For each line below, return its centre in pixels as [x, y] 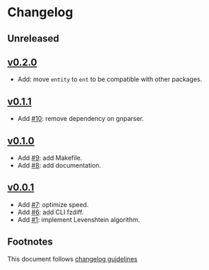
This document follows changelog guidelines [72, 259]
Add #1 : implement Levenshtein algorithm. [78, 219]
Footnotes [30, 242]
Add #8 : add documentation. [59, 165]
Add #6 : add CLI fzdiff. [50, 212]
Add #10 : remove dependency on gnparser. [80, 119]
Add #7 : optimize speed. [53, 204]
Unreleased [34, 39]
